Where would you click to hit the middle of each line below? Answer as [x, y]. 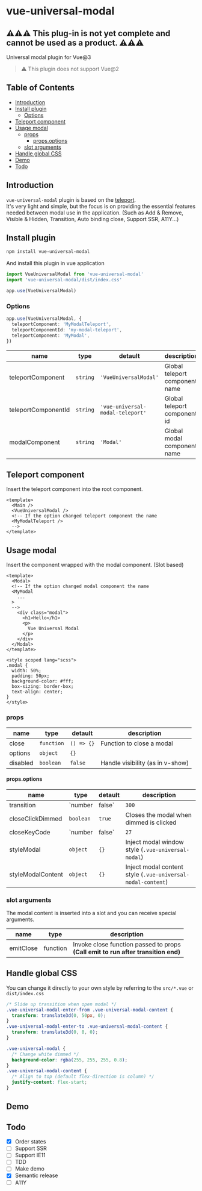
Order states [30, 1142]
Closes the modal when [159, 814]
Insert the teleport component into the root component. [75, 489]
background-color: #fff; [43, 681]
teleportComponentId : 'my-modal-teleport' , [67, 330]
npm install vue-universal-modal [48, 252]
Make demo [30, 1169]
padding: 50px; [31, 676]
